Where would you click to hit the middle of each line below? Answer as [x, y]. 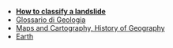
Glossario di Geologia [51, 20]
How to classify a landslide [61, 11]
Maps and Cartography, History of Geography [90, 28]
